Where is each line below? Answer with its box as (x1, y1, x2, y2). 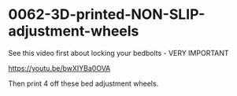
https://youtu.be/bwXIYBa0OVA (8, 63, 111, 72)
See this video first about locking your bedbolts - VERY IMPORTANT (8, 48, 230, 57)
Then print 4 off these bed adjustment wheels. (8, 79, 159, 88)
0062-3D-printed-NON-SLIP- (8, 6, 206, 24)
